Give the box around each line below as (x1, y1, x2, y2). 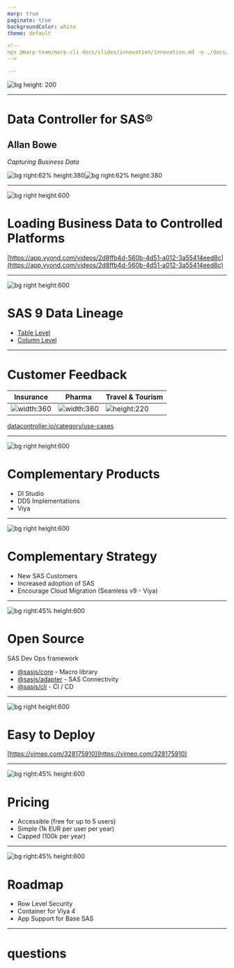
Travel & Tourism (105, 392, 164, 402)
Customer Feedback (7, 367, 127, 382)
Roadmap (7, 877, 64, 893)
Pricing (7, 794, 50, 810)
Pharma (65, 392, 92, 402)
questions (7, 946, 67, 961)
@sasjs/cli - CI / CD (17, 682, 75, 690)
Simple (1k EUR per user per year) (17, 824, 115, 833)
